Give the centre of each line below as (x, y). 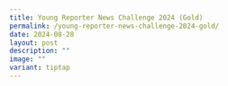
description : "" (40, 51)
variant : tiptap (40, 68)
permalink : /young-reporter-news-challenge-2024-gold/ (114, 26)
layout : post (34, 43)
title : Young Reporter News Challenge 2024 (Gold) (106, 17)
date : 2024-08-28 (42, 34)
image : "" (28, 59)
